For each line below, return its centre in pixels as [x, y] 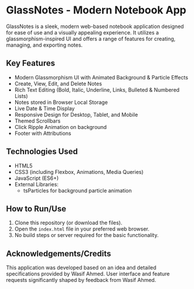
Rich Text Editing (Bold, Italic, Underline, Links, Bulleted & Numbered [97, 90]
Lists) [21, 96]
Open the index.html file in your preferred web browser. [82, 229]
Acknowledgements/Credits [58, 254]
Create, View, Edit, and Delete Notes [58, 83]
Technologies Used [42, 152]
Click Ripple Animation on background [60, 127]
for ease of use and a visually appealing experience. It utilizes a [82, 32]
